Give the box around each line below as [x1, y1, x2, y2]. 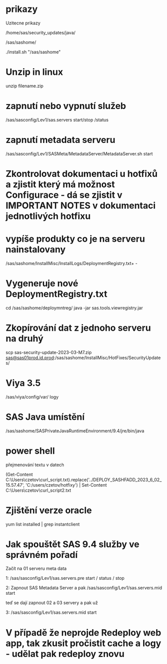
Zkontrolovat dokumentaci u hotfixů [5, 168, 158, 179]
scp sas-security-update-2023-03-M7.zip [5, 349, 92, 355]
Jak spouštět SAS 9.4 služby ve [5, 538, 140, 550]
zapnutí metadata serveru [5, 134, 116, 145]
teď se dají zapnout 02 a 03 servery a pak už [5, 600, 98, 606]
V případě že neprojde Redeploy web [5, 627, 162, 638]
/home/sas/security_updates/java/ [5, 29, 76, 35]
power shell [5, 445, 55, 456]
